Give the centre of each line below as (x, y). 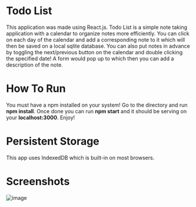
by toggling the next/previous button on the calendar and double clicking (94, 52)
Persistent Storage (53, 141)
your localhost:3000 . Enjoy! (41, 117)
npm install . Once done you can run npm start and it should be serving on (97, 111)
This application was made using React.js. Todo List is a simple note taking (97, 27)
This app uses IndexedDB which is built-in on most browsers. (80, 157)
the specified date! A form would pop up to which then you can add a (90, 58)
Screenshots (38, 182)
